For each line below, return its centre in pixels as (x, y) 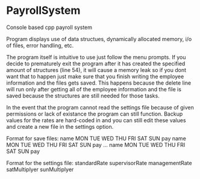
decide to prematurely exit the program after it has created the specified (96, 63)
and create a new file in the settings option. (60, 126)
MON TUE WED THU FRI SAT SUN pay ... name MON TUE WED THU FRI (96, 145)
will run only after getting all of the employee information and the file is (94, 89)
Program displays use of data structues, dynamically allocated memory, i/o (99, 39)
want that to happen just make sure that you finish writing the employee (95, 76)
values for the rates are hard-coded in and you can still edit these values (96, 120)
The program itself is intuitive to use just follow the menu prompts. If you (96, 57)
